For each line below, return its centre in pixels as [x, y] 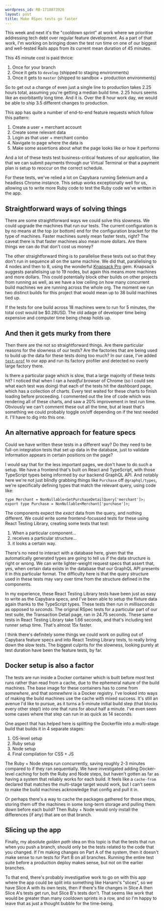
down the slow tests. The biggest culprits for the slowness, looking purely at [82, 645]
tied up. [13, 298]
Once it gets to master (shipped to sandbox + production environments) [84, 78]
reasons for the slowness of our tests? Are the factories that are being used [81, 350]
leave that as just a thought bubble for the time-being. [59, 904]
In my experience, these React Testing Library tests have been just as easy [81, 594]
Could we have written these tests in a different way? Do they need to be [78, 444]
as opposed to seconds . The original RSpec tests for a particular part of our [81, 609]
